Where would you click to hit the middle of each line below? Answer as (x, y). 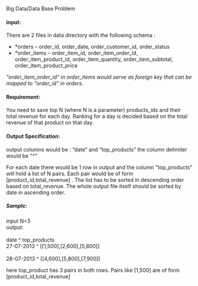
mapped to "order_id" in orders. (45, 83)
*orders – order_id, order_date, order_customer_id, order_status (92, 47)
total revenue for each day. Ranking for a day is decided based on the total (97, 116)
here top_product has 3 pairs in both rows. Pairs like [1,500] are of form (93, 270)
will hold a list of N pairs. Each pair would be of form (70, 173)
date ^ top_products (30, 240)
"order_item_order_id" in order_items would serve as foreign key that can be (99, 77)
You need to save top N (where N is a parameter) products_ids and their (94, 110)
